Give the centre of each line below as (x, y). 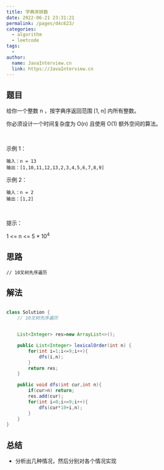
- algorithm (27, 35)
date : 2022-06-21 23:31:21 (40, 18)
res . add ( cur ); (46, 396)
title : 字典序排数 (27, 12)
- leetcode (26, 40)
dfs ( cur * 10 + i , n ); (61, 407)
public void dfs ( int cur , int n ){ (60, 385)
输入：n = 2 (20, 193)
